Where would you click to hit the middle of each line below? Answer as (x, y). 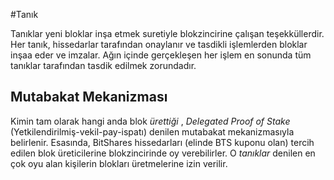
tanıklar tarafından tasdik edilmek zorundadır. (103, 65)
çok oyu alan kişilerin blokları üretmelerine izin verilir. (119, 163)
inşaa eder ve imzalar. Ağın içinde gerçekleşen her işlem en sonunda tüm (161, 55)
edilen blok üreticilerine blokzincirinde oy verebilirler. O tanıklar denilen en (163, 153)
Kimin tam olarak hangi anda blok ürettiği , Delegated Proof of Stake (150, 121)
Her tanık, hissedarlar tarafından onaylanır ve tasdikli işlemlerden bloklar (159, 44)
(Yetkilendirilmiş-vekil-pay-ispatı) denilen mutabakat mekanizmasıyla (152, 131)
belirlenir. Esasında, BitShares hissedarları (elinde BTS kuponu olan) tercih (162, 142)
